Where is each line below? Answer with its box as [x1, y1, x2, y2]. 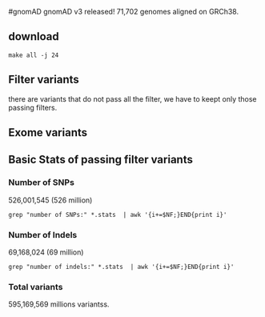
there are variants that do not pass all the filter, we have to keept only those [8, 94, 258, 103]
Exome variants [8, 126, 88, 139]
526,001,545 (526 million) [8, 195, 93, 205]
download [8, 30, 59, 43]
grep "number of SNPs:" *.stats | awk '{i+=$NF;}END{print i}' [8, 211, 227, 219]
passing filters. [8, 102, 58, 112]
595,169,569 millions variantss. [8, 299, 110, 309]
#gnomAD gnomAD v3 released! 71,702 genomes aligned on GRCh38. [8, 7, 239, 16]
